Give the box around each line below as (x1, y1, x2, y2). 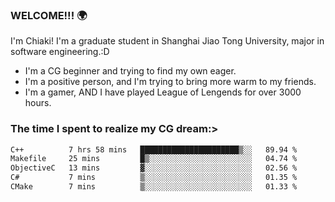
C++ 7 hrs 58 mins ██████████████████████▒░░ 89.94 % (10, 144, 298, 155)
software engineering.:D (10, 46, 110, 58)
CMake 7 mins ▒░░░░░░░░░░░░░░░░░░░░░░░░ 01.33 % (10, 182, 298, 192)
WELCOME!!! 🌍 (10, 8, 88, 22)
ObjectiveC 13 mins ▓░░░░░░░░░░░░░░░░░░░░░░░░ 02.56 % (10, 163, 298, 173)
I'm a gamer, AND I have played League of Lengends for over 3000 (24, 86, 302, 98)
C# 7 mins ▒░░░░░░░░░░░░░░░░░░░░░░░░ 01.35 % (10, 173, 298, 183)
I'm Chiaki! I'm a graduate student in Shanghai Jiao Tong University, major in (10, 35, 325, 47)
